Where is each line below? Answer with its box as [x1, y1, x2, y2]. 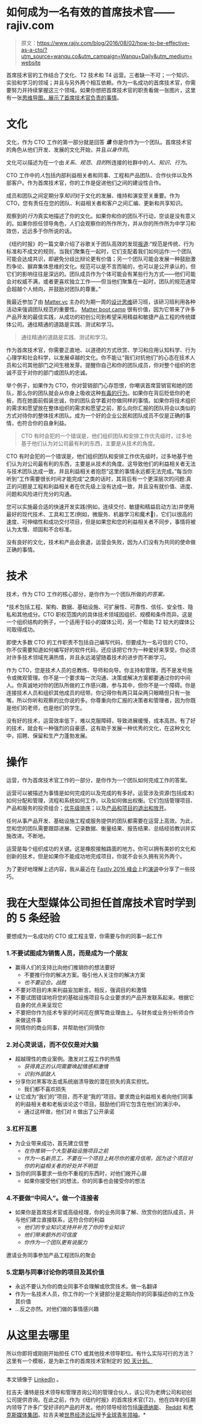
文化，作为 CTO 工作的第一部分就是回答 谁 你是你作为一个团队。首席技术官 [6, 138, 192, 145]
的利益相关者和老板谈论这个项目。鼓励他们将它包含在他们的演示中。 [14, 1100, 184, 1108]
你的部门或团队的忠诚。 [32, 369, 91, 376]
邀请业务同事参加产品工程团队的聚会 [6, 1251, 96, 1258]
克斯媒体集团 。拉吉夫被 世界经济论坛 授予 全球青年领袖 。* [6, 1411, 146, 1419]
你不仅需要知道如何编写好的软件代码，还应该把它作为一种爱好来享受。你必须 [6, 646, 196, 653]
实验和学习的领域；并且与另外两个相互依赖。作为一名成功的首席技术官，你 [6, 79, 191, 86]
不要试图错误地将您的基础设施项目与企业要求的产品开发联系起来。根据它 [14, 994, 194, 1001]
